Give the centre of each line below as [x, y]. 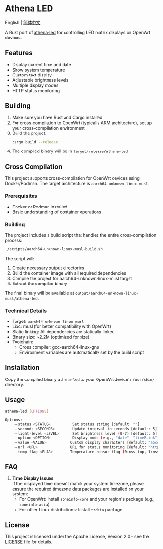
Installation [22, 368]
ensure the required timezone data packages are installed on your [78, 489]
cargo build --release [35, 142]
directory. [15, 384]
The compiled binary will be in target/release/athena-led [70, 151]
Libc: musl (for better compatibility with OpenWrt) [62, 326]
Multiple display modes [35, 85]
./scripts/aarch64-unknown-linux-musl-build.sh [54, 249]
